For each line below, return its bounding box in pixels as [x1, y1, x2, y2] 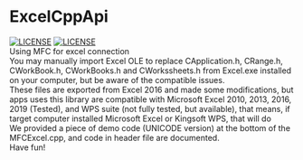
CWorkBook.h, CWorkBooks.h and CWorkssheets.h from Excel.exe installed [9, 65, 292, 76]
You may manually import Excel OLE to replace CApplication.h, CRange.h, [9, 55, 283, 66]
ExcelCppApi [9, 6, 109, 27]
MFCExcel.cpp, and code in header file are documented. [9, 132, 220, 143]
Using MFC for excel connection [9, 45, 129, 56]
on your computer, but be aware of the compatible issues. [9, 74, 225, 85]
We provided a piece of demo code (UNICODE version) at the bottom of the [9, 122, 291, 133]
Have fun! [9, 142, 46, 153]
